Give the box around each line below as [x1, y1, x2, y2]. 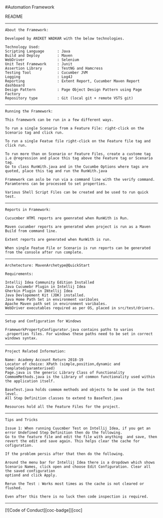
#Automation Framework [5, 4, 55, 10]
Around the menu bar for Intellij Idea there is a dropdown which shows [5, 460, 155, 465]
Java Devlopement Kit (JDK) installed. [5, 293, 86, 298]
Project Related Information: [5, 349, 66, 354]
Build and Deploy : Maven [5, 53, 73, 58]
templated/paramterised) [5, 366, 55, 371]
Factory [5, 92, 21, 96]
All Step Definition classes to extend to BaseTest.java [5, 396, 123, 401]
